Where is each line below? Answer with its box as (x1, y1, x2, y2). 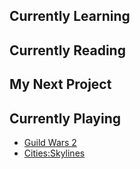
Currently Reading (9, 42, 126, 59)
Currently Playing (9, 110, 122, 127)
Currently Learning (9, 8, 131, 25)
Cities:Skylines (23, 147, 86, 159)
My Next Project (9, 76, 112, 93)
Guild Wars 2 (23, 136, 77, 148)
